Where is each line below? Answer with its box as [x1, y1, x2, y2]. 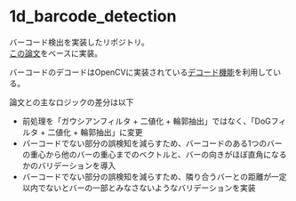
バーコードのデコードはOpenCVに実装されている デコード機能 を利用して [9, 67, 274, 77]
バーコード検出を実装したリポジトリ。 [9, 36, 149, 47]
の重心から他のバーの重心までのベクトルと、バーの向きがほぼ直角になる [21, 149, 287, 159]
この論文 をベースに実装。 [9, 47, 103, 59]
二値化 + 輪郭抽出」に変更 [47, 126, 144, 137]
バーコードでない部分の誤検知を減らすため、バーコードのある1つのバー [21, 138, 283, 149]
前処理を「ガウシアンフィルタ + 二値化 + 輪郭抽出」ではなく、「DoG [21, 116, 271, 126]
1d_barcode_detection [9, 6, 177, 27]
